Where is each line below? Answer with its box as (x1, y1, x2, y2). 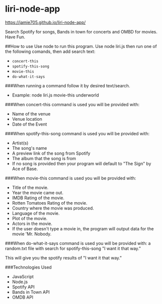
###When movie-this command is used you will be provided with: (5, 175, 136, 181)
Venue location (12, 116, 42, 122)
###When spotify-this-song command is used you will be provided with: (5, 130, 149, 136)
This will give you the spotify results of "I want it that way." (5, 255, 122, 260)
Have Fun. (5, 34, 26, 40)
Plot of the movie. (12, 215, 48, 221)
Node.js (12, 279, 28, 285)
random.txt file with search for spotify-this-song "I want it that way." (5, 245, 141, 251)
